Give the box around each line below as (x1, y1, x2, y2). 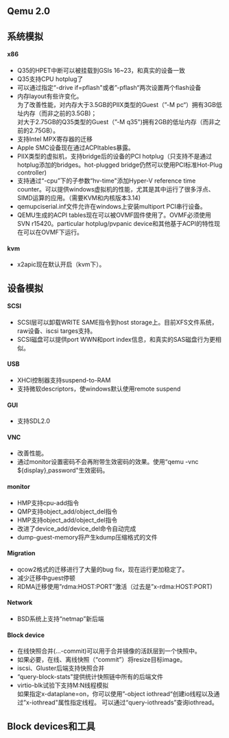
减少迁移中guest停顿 (16, 573, 75, 582)
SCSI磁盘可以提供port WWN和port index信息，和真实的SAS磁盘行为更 (16, 335, 216, 343)
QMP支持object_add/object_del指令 (16, 507, 118, 516)
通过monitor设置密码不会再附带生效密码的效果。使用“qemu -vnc (16, 458, 199, 466)
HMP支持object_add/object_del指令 (16, 516, 118, 524)
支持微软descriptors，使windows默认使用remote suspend (16, 384, 181, 393)
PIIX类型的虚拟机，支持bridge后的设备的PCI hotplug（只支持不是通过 (16, 152, 213, 160)
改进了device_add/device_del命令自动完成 (16, 524, 136, 533)
